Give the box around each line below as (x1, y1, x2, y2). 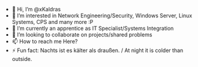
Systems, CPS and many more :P (11, 19, 94, 25)
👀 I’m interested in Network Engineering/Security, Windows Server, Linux (11, 12, 193, 19)
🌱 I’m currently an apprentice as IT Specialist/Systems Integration (11, 25, 174, 32)
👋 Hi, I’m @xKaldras (11, 6, 61, 13)
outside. (11, 56, 32, 62)
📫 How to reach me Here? (11, 38, 78, 45)
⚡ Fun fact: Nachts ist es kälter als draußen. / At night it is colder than (11, 47, 184, 54)
